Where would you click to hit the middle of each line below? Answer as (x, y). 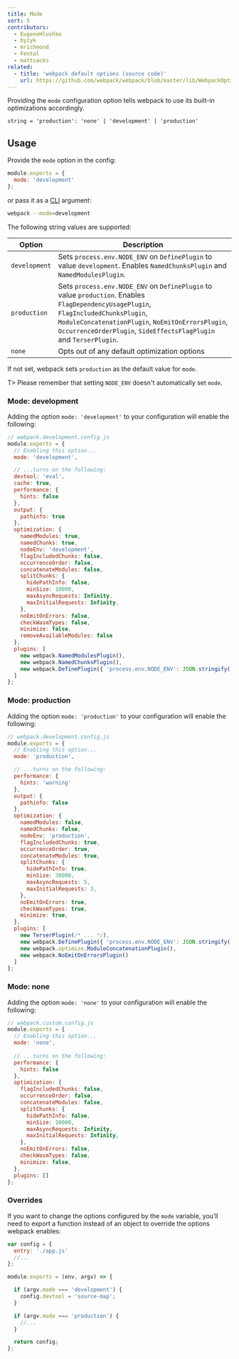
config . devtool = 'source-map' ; (68, 1296)
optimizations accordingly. (46, 108)
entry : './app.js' (41, 1251)
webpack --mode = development (49, 213)
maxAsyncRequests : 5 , (58, 882)
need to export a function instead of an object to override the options (108, 1223)
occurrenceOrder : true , (55, 849)
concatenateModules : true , (60, 856)
